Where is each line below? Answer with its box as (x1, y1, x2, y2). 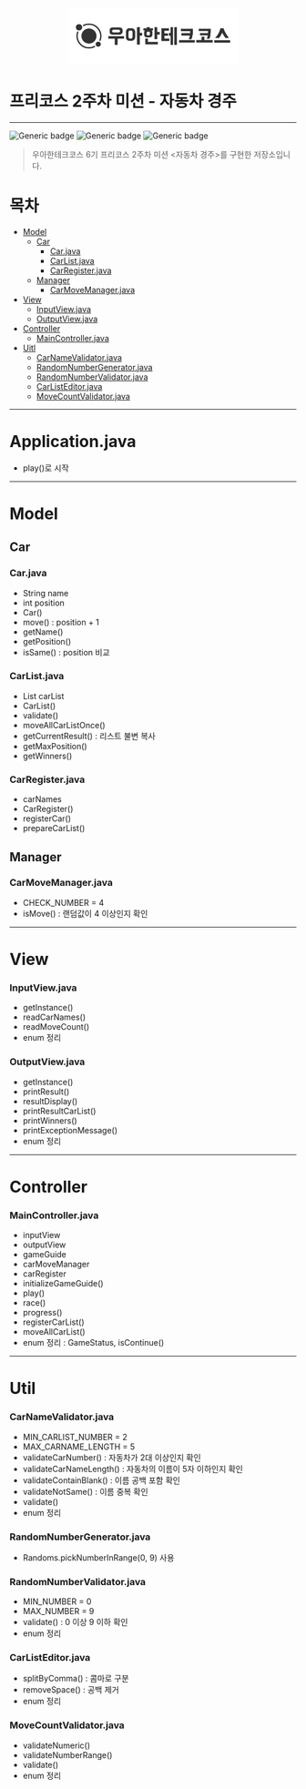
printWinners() (22, 1114, 77, 1126)
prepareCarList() (22, 823, 86, 834)
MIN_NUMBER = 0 (22, 1596, 92, 1607)
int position (22, 597, 66, 608)
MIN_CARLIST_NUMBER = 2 (22, 1431, 127, 1442)
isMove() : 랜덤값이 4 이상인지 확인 (22, 908, 148, 919)
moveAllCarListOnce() (22, 719, 107, 730)
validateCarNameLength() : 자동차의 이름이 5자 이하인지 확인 (22, 1463, 243, 1474)
